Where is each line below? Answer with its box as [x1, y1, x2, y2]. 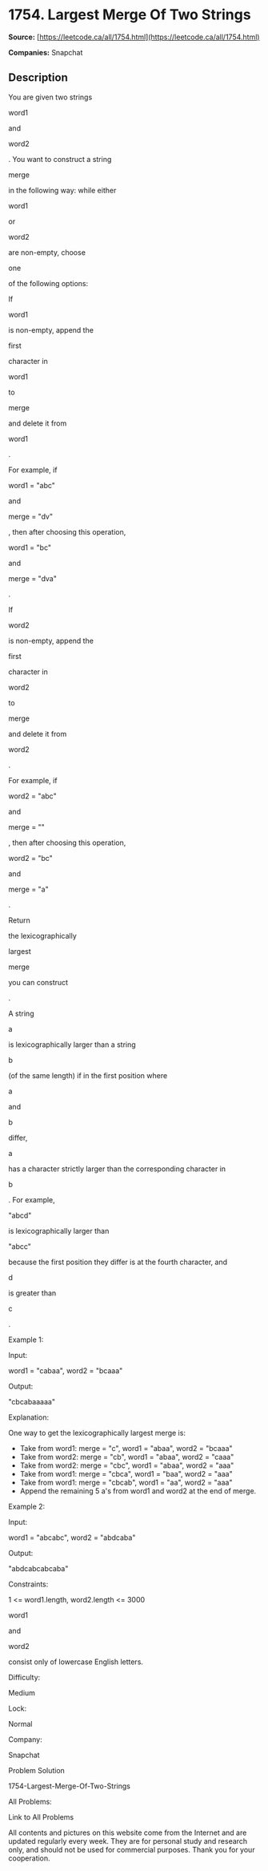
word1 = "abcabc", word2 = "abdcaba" [8, 1533, 136, 1542]
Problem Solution [8, 1765, 66, 1775]
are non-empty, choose [8, 247, 86, 257]
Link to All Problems [8, 1812, 74, 1821]
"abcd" [8, 1210, 32, 1220]
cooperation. [8, 1853, 50, 1863]
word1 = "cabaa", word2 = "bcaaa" [8, 1365, 123, 1376]
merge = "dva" [8, 573, 58, 583]
